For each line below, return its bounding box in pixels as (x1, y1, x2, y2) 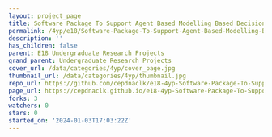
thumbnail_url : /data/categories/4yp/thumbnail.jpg (8, 72, 186, 80)
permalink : (8, 27, 45, 35)
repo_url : (8, 79, 42, 87)
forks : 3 (8, 94, 38, 102)
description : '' (8, 34, 63, 43)
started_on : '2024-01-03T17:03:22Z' (8, 117, 132, 125)
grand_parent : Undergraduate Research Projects (8, 57, 172, 65)
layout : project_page (8, 11, 82, 20)
